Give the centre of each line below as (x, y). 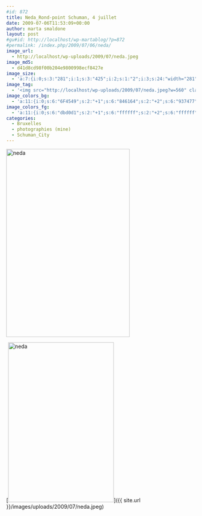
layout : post (23, 34)
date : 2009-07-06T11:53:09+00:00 (48, 23)
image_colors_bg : (28, 96)
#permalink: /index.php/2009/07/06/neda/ (59, 46)
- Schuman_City (31, 135)
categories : (21, 118)
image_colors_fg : (28, 107)
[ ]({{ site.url (73, 500)
